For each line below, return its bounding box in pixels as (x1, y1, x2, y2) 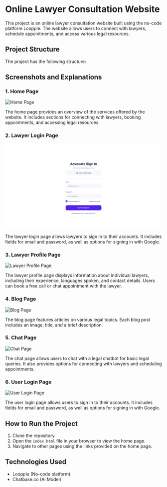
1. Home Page (5, 88, 39, 95)
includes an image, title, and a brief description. (5, 321, 103, 328)
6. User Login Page (5, 378, 52, 385)
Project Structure (5, 45, 60, 53)
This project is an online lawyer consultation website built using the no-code (5, 20, 162, 26)
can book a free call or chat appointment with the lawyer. (5, 283, 122, 289)
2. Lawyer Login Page (5, 132, 58, 139)
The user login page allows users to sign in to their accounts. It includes (5, 399, 153, 405)
